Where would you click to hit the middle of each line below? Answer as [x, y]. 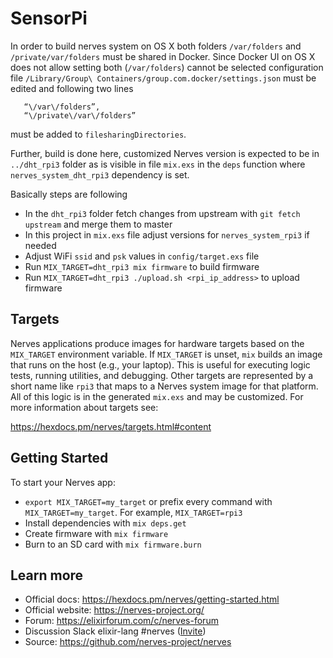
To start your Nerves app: [63, 482]
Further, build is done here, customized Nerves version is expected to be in [165, 153]
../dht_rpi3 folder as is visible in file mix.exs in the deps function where [158, 164]
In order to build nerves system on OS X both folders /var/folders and [156, 46]
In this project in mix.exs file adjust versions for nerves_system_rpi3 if [167, 234]
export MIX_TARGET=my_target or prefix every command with [148, 501]
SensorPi [49, 18]
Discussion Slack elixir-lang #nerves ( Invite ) [115, 631]
